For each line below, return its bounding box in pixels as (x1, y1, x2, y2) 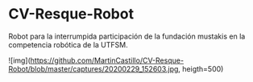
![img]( (8, 55, 31, 65)
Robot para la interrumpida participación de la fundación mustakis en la (8, 31, 246, 41)
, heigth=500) (178, 64, 224, 73)
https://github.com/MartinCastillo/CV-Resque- (30, 55, 184, 65)
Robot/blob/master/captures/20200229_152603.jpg (8, 64, 179, 73)
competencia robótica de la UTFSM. (8, 39, 129, 49)
